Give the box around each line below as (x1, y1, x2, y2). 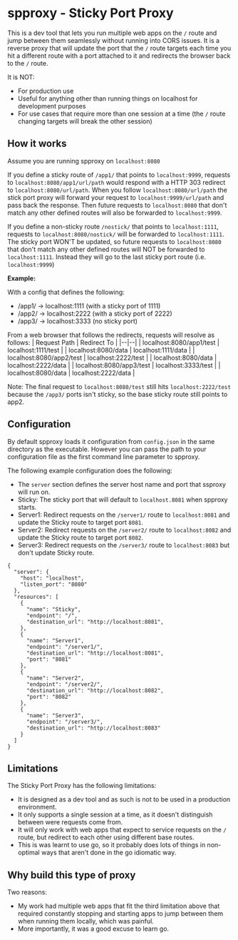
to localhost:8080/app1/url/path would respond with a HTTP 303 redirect (7, 178, 226, 186)
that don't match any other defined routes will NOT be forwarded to (7, 245, 205, 253)
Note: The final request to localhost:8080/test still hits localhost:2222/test (7, 382, 232, 390)
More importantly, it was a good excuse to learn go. (17, 924, 170, 933)
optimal (17, 848, 41, 857)
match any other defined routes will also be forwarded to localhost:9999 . (7, 208, 222, 217)
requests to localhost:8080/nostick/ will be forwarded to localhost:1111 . (7, 230, 224, 238)
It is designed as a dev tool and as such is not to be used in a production (17, 795, 231, 804)
